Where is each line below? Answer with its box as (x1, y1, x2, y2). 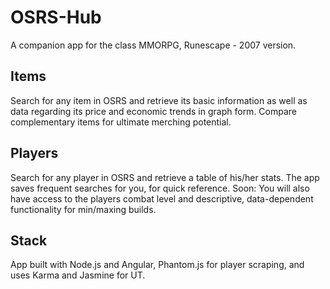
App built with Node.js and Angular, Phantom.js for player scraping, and (10, 259, 305, 271)
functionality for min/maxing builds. (10, 203, 157, 215)
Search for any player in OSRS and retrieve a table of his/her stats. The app (10, 171, 320, 183)
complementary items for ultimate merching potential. (10, 116, 232, 128)
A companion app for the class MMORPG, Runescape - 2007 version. (10, 39, 297, 51)
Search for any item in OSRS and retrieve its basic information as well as (10, 94, 308, 106)
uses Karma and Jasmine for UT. (10, 269, 146, 281)
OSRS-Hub (10, 6, 102, 29)
